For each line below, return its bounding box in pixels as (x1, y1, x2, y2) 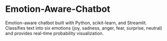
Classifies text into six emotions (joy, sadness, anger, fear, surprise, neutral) (5, 25, 162, 31)
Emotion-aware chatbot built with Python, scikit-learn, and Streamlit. (5, 20, 147, 26)
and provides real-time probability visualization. (5, 30, 104, 36)
